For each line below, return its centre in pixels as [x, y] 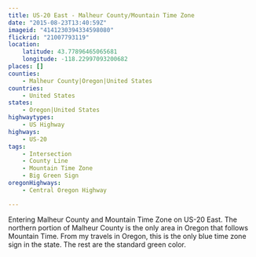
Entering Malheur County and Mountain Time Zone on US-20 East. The [123, 219]
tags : [17, 147]
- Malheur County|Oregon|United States [88, 81]
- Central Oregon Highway [65, 190]
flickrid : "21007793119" [49, 37]
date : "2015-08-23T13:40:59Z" [58, 23]
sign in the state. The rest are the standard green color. [97, 244]
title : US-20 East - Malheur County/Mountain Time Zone [101, 15]
